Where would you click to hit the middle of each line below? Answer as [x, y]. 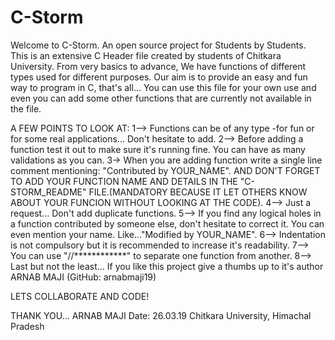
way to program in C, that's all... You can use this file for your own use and [163, 87]
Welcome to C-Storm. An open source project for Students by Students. [158, 45]
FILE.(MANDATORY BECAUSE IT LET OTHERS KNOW [198, 192]
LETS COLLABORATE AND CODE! [80, 296]
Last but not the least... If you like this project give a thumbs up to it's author [167, 266]
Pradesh [27, 326]
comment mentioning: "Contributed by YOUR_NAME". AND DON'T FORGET [165, 170]
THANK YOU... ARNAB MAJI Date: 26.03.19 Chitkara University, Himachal [161, 315]
